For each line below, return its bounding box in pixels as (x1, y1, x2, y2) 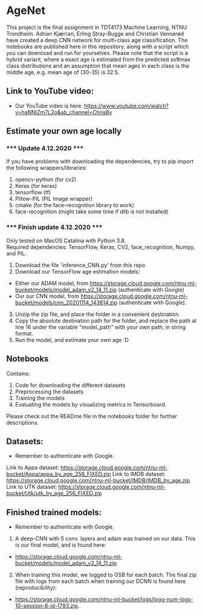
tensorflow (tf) (14, 188, 51, 196)
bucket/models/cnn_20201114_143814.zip (14, 298, 118, 306)
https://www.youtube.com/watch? (84, 102, 169, 109)
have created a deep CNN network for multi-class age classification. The (6, 36, 188, 43)
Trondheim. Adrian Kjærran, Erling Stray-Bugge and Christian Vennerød (6, 30, 184, 37)
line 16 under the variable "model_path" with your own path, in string (14, 323, 186, 330)
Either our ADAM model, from (14, 279, 89, 287)
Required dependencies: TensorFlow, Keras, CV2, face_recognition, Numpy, (6, 243, 195, 251)
